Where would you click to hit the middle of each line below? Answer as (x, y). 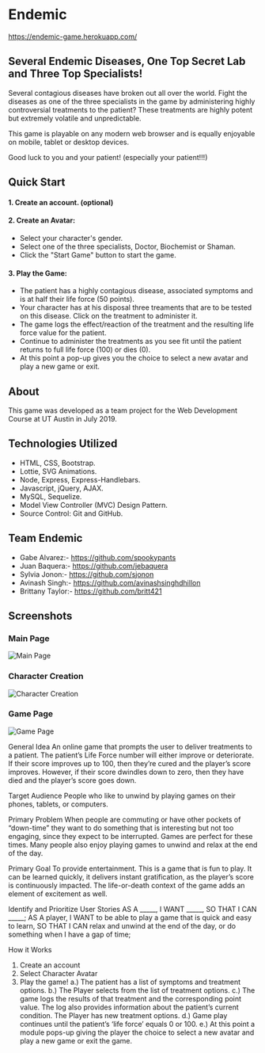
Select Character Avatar (59, 973)
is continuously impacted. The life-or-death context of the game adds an (127, 885)
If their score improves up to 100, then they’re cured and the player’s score (130, 763)
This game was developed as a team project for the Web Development (123, 410)
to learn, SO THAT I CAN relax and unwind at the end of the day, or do (122, 925)
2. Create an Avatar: (42, 220)
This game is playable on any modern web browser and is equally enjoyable (132, 133)
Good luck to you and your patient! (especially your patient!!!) (108, 157)
